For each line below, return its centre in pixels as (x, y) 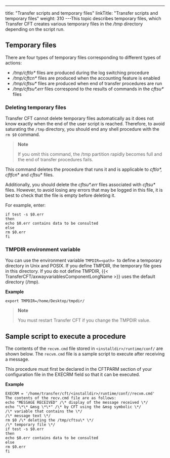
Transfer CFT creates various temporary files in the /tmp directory (74, 24)
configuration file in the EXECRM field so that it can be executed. (73, 375)
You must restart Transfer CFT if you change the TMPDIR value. (84, 321)
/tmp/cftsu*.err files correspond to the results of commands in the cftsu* (88, 89)
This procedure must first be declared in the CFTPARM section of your (79, 369)
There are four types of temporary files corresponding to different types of (83, 57)
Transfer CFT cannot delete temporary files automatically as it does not (80, 118)
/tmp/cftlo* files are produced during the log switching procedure (81, 73)
